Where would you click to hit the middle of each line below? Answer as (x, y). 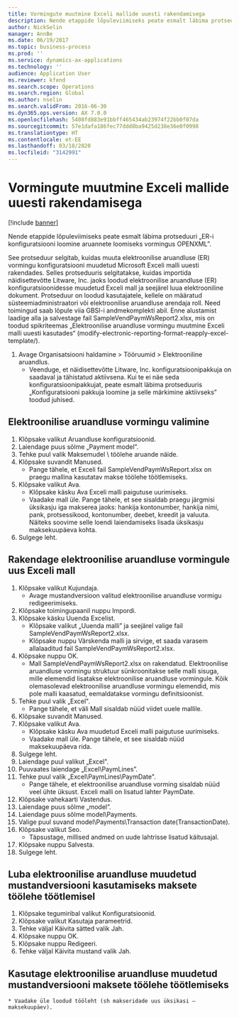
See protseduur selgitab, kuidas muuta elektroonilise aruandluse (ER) (109, 257)
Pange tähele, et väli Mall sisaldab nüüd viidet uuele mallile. (116, 708)
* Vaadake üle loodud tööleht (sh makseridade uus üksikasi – (102, 1001)
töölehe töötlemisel (52, 896)
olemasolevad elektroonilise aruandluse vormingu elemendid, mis (124, 686)
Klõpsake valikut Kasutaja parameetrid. (76, 921)
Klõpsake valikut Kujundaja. (59, 587)
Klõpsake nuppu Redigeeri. (58, 944)
